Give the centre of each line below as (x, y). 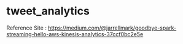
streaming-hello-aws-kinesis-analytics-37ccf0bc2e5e (75, 34)
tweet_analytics (48, 11)
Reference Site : (27, 28)
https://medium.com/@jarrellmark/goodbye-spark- (112, 28)
